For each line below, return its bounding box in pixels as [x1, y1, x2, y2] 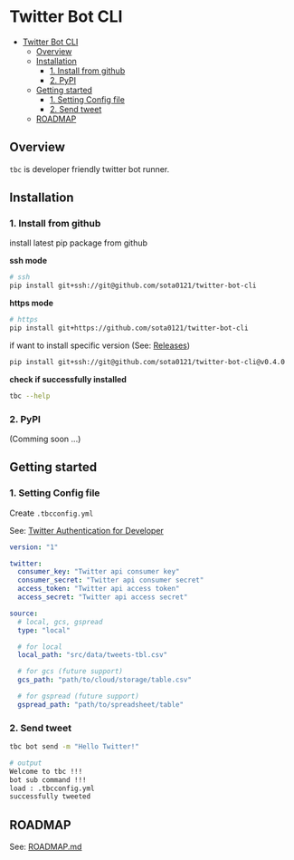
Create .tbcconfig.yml [9, 507, 94, 518]
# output [9, 759, 43, 768]
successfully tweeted [9, 792, 91, 801]
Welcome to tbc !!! [9, 767, 83, 776]
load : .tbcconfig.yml [9, 784, 95, 793]
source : [9, 609, 39, 618]
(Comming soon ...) [9, 433, 81, 444]
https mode [9, 297, 54, 309]
